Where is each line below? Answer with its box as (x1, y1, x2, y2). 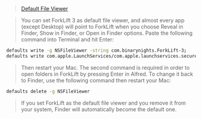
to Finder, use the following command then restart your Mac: (20, 76, 171, 84)
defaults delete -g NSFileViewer (6, 88, 90, 94)
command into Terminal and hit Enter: (20, 36, 114, 43)
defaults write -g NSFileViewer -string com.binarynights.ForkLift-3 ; (6, 47, 187, 53)
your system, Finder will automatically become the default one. (20, 105, 177, 113)
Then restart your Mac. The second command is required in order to (20, 64, 190, 71)
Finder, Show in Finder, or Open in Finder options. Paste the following (20, 29, 193, 37)
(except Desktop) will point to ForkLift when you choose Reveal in (20, 23, 183, 30)
